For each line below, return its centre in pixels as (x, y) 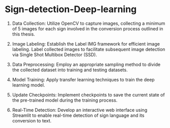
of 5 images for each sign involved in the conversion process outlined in (88, 28)
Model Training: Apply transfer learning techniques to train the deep (83, 79)
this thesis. (23, 34)
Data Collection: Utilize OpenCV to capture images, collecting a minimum (89, 23)
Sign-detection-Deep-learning (71, 9)
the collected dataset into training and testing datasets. (70, 70)
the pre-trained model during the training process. (65, 100)
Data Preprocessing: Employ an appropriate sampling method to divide (86, 64)
